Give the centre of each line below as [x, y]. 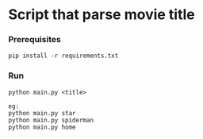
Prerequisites [34, 40]
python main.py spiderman [51, 120]
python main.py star [42, 113]
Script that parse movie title [102, 15]
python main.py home [42, 127]
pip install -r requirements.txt [63, 56]
